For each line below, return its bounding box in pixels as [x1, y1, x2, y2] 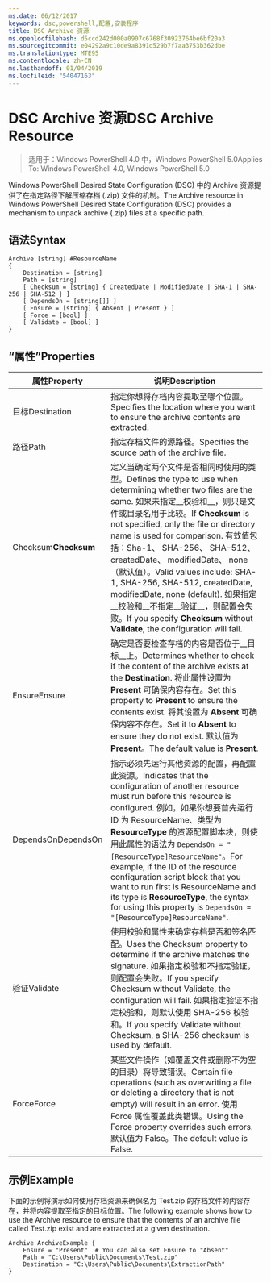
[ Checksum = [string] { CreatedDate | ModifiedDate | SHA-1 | [23, 283, 240, 291]
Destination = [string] [23, 269, 103, 277]
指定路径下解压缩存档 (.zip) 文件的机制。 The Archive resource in [29, 190, 244, 200]
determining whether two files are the [110, 485, 252, 496]
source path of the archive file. [110, 447, 227, 458]
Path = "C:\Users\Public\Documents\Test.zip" [23, 1253, 179, 1261]
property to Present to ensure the [110, 695, 238, 706]
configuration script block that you [110, 872, 241, 883]
